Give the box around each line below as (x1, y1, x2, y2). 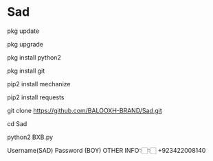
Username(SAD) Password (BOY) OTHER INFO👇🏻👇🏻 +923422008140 (7, 146, 206, 154)
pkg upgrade (7, 40, 43, 48)
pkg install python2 (7, 53, 62, 62)
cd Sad (7, 119, 27, 127)
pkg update (7, 27, 40, 35)
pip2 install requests (7, 93, 65, 101)
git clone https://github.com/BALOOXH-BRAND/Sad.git (7, 106, 163, 114)
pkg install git (7, 66, 45, 75)
